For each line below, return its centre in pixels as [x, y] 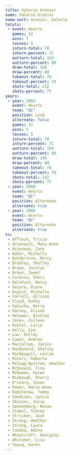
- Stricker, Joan [26, 416]
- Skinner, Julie [26, 402]
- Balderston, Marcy [30, 258]
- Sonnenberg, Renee [30, 406]
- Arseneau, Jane [26, 249]
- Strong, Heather [27, 421]
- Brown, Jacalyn [26, 268]
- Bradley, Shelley [29, 263]
